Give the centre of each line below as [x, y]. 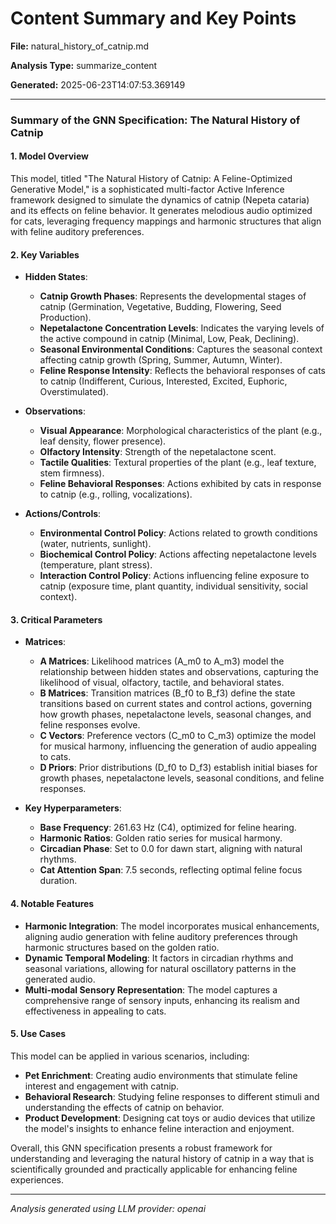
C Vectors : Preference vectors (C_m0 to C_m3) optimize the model [178, 736]
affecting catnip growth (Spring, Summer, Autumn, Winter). [161, 360]
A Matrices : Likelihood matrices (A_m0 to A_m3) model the [162, 661]
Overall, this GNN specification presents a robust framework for [141, 1148]
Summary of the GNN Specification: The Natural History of [155, 120]
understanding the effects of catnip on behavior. [124, 1107]
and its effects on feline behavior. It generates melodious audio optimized [161, 211]
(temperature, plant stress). [96, 565]
